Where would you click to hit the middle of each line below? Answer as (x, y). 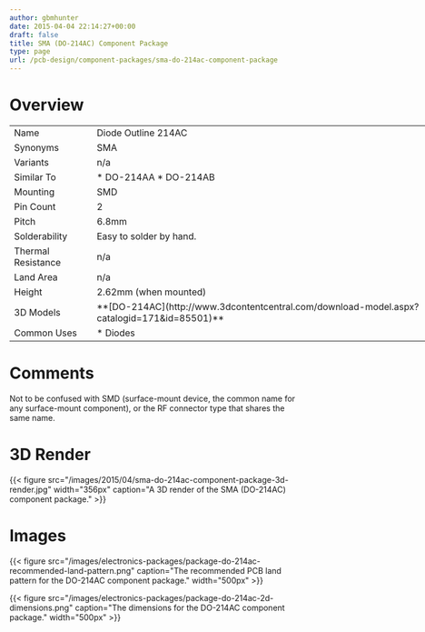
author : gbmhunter (44, 18)
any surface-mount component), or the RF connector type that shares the (147, 408)
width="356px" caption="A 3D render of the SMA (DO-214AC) (169, 489)
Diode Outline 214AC (142, 133)
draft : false (34, 35)
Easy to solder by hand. (147, 236)
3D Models (37, 312)
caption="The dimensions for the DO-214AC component (180, 607)
